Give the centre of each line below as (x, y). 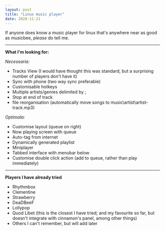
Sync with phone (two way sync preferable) (56, 82)
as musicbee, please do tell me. (37, 38)
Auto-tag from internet (35, 137)
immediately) (25, 163)
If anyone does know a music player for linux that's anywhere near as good (81, 33)
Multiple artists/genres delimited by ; (49, 92)
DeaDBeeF (23, 202)
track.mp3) (23, 108)
